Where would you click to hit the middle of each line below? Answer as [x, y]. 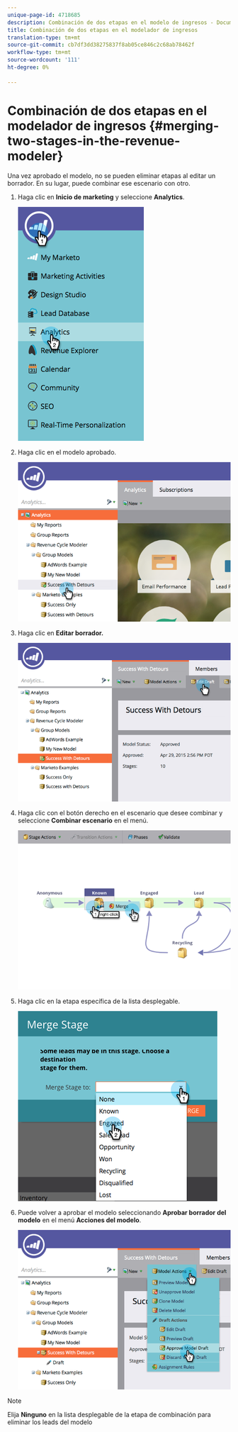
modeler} [35, 156]
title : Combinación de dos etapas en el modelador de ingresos [103, 30]
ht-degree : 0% [28, 67]
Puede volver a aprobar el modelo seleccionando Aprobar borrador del [122, 1212]
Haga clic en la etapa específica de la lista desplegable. [99, 1001]
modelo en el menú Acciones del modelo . [79, 1220]
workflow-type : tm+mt [39, 52]
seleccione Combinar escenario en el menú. [83, 820]
